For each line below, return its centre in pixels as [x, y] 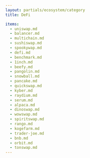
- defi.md [20, 52]
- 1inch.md [21, 62]
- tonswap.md [24, 148]
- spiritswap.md [27, 119]
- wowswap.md [24, 115]
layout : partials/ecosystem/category [45, 10]
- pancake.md [24, 81]
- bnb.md [19, 138]
